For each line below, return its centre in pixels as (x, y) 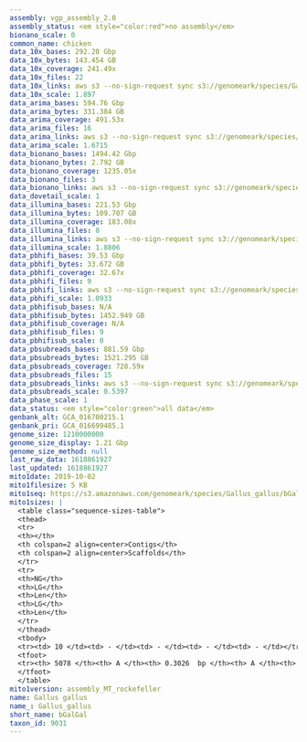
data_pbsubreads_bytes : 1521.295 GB (79, 357)
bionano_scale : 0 (42, 35)
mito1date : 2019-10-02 (53, 477)
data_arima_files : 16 (51, 129)
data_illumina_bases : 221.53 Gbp (73, 205)
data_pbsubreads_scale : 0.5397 (69, 392)
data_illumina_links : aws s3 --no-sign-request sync (112, 238)
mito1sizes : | (37, 502)
